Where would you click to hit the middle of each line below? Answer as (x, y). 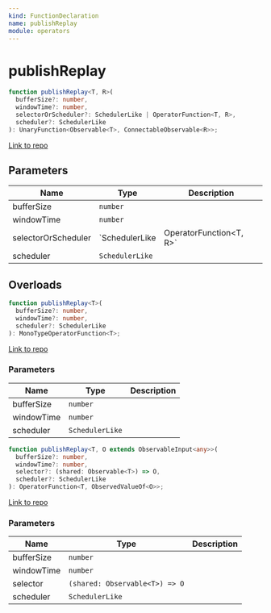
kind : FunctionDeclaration (54, 16)
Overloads (35, 284)
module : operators (39, 31)
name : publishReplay (43, 23)
